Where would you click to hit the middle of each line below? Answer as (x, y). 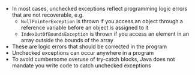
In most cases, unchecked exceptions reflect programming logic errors (100, 9)
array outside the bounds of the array (67, 40)
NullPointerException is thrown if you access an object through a (102, 21)
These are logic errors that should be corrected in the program (89, 46)
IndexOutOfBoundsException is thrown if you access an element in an (105, 34)
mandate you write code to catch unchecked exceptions (81, 65)
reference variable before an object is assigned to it (85, 27)
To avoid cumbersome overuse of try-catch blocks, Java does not (93, 59)
